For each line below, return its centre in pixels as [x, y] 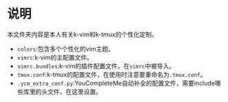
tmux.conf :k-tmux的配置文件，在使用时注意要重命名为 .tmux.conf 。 [112, 74]
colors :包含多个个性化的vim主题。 [66, 49]
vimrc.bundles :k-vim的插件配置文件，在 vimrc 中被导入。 [96, 66]
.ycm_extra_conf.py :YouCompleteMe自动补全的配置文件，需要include [116, 83]
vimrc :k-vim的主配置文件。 [55, 57]
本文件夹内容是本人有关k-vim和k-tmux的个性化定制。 [83, 34]
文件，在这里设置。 [74, 91]
